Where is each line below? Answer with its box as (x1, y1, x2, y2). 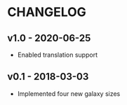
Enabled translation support (17, 50, 98, 59)
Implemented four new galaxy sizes (17, 89, 121, 98)
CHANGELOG (7, 4, 86, 20)
